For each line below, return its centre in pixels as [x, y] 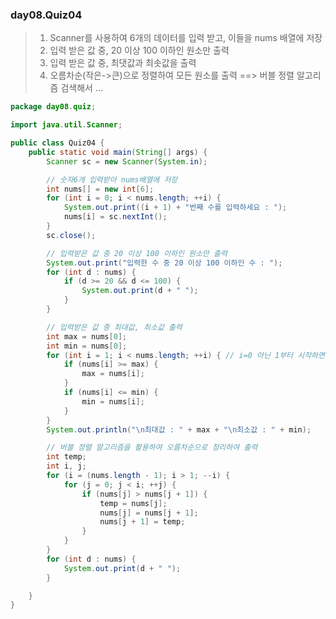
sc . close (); [71, 235]
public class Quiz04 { [57, 143]
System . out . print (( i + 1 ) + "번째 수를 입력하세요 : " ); [175, 208]
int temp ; [66, 457]
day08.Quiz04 [46, 15]
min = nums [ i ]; [113, 401]
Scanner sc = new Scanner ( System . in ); [127, 161]
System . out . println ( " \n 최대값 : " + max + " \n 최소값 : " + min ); [179, 429]
